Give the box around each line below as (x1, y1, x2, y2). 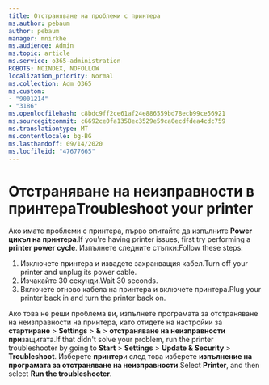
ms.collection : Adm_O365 (8, 79, 92, 87)
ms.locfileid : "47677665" (8, 147, 95, 155)
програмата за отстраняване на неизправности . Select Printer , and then (8, 361, 260, 370)
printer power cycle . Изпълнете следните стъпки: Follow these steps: (8, 243, 244, 253)
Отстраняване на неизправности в (8, 182, 254, 201)
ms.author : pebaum (8, 19, 70, 27)
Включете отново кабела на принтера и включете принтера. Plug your (19, 285, 262, 294)
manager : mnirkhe (8, 34, 67, 43)
